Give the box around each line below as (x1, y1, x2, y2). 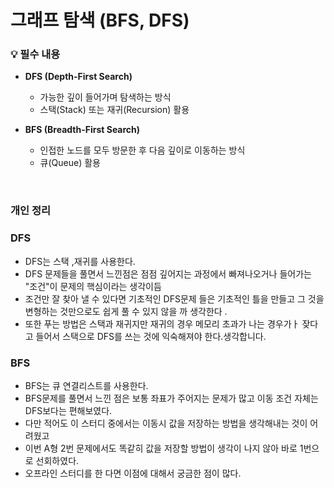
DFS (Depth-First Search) (24, 71, 133, 83)
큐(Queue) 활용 (39, 157, 101, 169)
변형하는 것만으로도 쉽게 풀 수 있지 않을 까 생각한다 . (24, 305, 228, 317)
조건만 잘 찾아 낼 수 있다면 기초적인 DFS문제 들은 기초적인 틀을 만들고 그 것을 (24, 292, 325, 305)
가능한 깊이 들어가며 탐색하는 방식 (39, 91, 172, 103)
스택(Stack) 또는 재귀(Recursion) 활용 (39, 104, 190, 116)
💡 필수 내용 (10, 47, 61, 61)
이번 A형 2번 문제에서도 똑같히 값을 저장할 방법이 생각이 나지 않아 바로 (24, 442, 298, 454)
